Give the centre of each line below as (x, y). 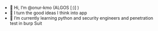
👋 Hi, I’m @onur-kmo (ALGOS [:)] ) (44, 8)
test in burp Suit (26, 23)
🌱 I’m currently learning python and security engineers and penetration (81, 18)
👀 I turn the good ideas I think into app (48, 13)
